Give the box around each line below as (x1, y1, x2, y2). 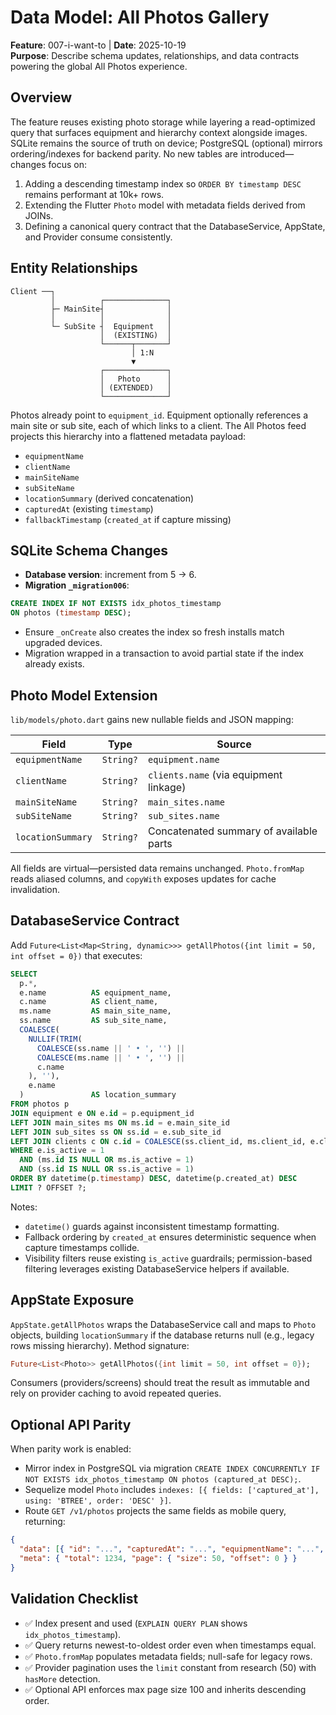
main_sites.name (148, 796, 225, 808)
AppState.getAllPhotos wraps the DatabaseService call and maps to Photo (10, 1318, 317, 1330)
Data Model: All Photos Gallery (10, 6, 270, 29)
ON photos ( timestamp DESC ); (10, 608, 132, 618)
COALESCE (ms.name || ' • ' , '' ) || (36, 1052, 186, 1063)
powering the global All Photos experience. (10, 60, 188, 72)
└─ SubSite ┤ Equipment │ (50, 321, 172, 331)
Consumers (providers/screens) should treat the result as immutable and (10, 1377, 310, 1389)
